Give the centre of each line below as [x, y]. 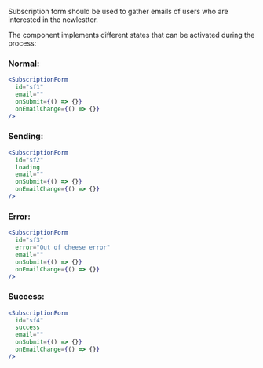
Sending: [26, 137]
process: [22, 43]
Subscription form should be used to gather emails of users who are [119, 11]
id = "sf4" [29, 320]
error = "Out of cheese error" [63, 248]
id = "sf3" [29, 240]
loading [28, 167]
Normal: [24, 64]
